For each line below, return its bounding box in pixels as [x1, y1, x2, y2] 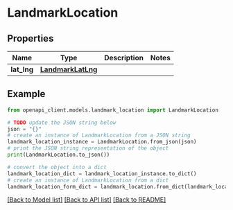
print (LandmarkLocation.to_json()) [7, 151, 110, 159]
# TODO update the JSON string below [7, 119, 116, 126]
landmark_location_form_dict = [7, 183, 98, 190]
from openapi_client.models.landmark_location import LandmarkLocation [7, 106, 218, 114]
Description [103, 53, 144, 62]
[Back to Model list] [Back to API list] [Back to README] [7, 195, 166, 204]
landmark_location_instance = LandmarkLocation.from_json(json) [7, 139, 197, 146]
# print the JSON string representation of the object [7, 145, 169, 152]
